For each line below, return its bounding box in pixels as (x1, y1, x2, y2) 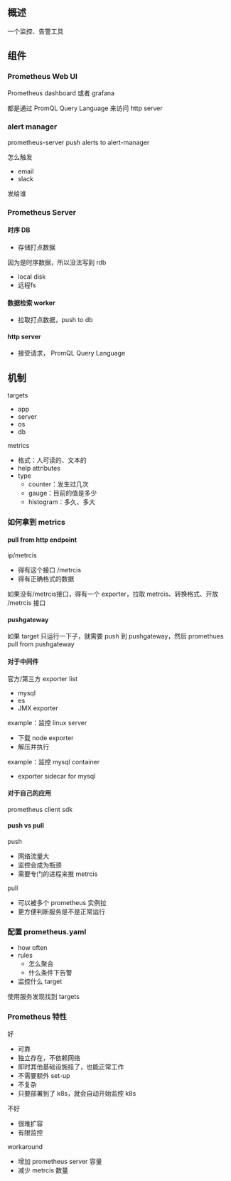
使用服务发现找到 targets (7, 993, 80, 1001)
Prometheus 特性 (7, 1012, 68, 1022)
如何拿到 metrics (7, 518, 65, 528)
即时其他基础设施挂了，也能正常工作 (17, 1062, 124, 1071)
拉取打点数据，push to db (17, 316, 94, 324)
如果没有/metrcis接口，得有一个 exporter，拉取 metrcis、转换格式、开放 (7, 589, 219, 599)
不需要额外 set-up (17, 1071, 70, 1079)
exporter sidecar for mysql (17, 771, 96, 780)
